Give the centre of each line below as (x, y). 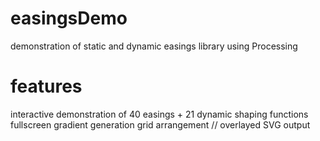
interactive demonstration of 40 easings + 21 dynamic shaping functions (159, 114)
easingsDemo (69, 18)
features (46, 86)
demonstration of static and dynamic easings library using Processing (154, 46)
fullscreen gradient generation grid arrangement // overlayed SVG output (160, 124)
